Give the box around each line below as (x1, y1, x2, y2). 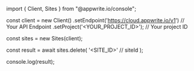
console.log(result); (6, 58, 55, 65)
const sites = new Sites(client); (6, 35, 83, 42)
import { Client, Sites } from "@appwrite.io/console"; (6, 5, 137, 12)
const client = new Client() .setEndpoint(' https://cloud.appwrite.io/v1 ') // (6, 17, 185, 23)
